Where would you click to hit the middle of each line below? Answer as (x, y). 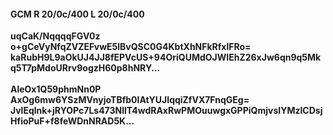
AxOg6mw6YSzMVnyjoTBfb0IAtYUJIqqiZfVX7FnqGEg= (130, 100)
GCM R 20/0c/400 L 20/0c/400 (77, 14)
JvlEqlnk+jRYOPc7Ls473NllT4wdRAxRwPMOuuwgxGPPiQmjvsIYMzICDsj (166, 111)
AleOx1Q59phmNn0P (56, 89)
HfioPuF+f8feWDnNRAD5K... (72, 121)
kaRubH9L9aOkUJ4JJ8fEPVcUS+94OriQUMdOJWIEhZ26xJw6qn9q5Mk (166, 57)
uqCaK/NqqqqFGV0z (55, 36)
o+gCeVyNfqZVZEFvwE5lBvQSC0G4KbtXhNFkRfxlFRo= (131, 47)
